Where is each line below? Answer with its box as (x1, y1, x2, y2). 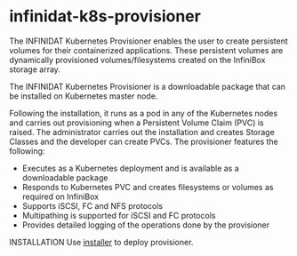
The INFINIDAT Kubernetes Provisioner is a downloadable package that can (9, 81, 286, 92)
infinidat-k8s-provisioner (9, 6, 202, 27)
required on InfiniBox (21, 191, 100, 202)
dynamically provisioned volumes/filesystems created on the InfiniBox (9, 54, 266, 65)
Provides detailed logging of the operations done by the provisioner (21, 220, 270, 230)
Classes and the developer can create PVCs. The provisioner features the (9, 136, 278, 147)
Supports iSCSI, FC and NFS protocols (21, 200, 163, 211)
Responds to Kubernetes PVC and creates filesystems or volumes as (21, 181, 274, 192)
